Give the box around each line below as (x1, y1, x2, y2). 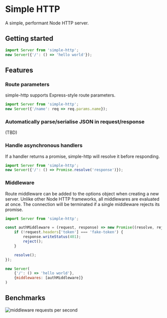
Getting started (5, 34, 54, 43)
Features (5, 66, 33, 74)
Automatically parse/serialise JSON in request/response (5, 118, 145, 125)
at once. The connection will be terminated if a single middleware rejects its (5, 201, 160, 207)
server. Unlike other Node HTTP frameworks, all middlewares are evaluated (5, 196, 160, 202)
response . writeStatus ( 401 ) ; (23, 234, 81, 239)
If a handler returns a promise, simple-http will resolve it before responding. (5, 153, 160, 159)
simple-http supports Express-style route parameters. (5, 92, 116, 98)
